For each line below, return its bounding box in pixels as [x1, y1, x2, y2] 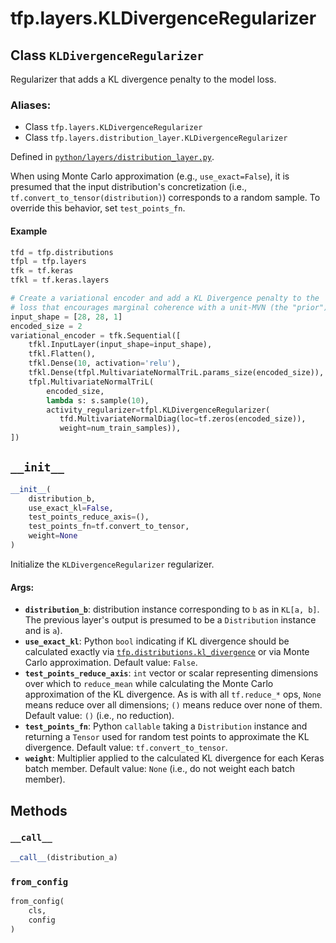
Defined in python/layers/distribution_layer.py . [10, 151, 215, 163]
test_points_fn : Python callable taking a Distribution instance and [24, 720, 308, 732]
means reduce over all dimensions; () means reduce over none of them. [24, 699, 323, 711]
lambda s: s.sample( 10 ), [46, 395, 150, 406]
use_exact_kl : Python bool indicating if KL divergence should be [24, 635, 290, 647]
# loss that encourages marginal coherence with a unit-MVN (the [10, 302, 288, 312]
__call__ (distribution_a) [10, 852, 118, 862]
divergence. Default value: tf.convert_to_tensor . [24, 742, 228, 754]
